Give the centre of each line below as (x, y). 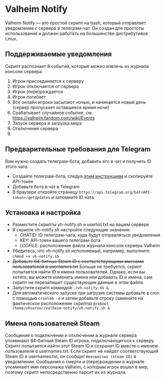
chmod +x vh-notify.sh (36, 257)
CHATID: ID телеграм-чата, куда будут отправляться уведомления (90, 235)
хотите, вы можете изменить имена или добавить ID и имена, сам (82, 277)
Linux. (11, 39)
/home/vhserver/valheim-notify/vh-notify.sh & (61, 308)
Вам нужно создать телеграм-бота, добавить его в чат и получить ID (78, 161)
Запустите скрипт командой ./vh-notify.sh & (60, 288)
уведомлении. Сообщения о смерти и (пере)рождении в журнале (75, 362)
